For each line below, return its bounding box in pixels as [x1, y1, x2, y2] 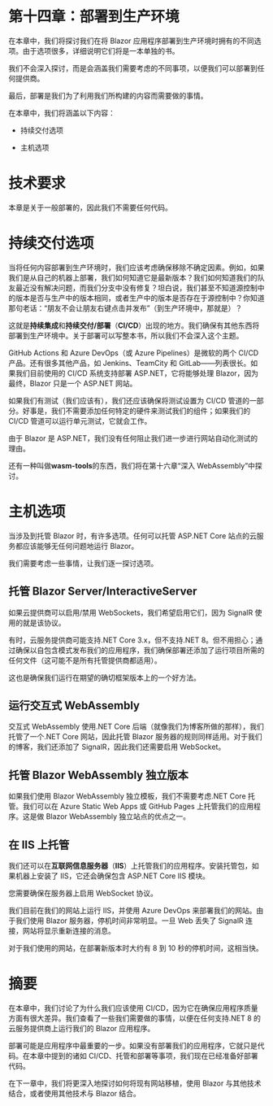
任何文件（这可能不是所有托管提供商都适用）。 [8, 655, 162, 665]
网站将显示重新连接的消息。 [22, 926, 115, 935]
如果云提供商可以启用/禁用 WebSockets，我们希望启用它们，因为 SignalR [8, 607, 253, 617]
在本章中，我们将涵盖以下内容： [8, 107, 115, 118]
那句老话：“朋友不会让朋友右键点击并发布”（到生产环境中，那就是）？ [8, 303, 243, 313]
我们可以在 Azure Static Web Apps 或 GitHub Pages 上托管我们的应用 [22, 802, 254, 812]
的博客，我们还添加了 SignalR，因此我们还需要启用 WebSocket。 [8, 742, 226, 752]
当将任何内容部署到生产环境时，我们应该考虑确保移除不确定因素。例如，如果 [8, 262, 265, 272]
